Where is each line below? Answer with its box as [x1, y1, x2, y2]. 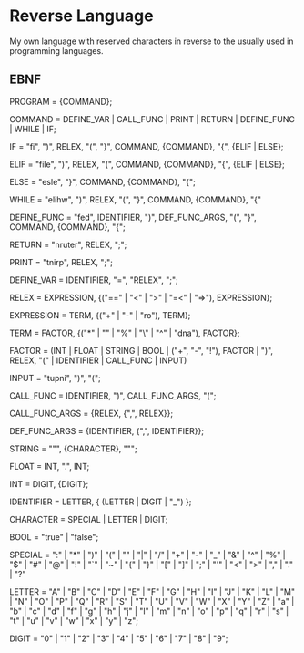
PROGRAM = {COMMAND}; [9, 96, 113, 107]
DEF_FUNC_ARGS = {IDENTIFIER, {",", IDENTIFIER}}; [9, 425, 205, 436]
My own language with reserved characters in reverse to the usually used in [9, 36, 294, 47]
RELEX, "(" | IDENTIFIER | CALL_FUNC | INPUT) [9, 355, 187, 366]
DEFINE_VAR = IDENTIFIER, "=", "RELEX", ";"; [9, 275, 179, 285]
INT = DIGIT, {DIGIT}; [9, 478, 89, 489]
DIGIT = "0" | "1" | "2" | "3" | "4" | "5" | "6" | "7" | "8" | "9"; [9, 633, 228, 644]
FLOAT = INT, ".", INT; [9, 461, 90, 472]
